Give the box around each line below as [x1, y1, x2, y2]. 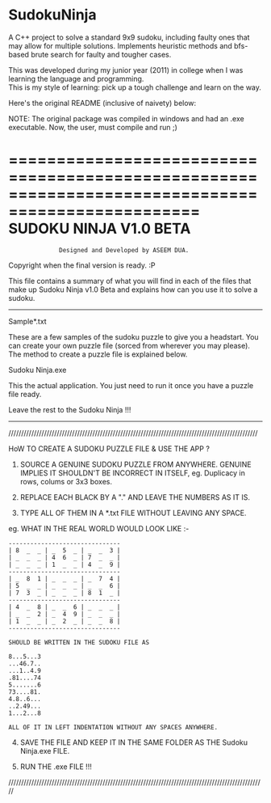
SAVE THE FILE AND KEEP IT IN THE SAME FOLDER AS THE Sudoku [19, 737, 248, 747]
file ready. [8, 389, 42, 399]
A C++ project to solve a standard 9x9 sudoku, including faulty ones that [8, 32, 250, 42]
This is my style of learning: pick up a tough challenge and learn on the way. [8, 82, 262, 92]
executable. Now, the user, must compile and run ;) [8, 122, 177, 132]
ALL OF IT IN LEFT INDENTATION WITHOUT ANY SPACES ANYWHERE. [8, 723, 219, 731]
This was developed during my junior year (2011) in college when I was [8, 65, 244, 74]
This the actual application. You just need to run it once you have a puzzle [8, 380, 254, 390]
